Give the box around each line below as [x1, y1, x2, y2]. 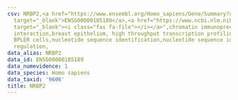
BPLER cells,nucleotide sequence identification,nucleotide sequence [13, 37, 223, 44]
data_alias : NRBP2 [7, 50, 62, 57]
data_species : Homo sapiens [7, 69, 91, 76]
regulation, [13, 43, 50, 50]
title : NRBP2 [7, 82, 46, 89]
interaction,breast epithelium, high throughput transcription [13, 30, 204, 37]
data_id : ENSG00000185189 [7, 56, 84, 63]
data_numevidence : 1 [7, 63, 69, 70]
